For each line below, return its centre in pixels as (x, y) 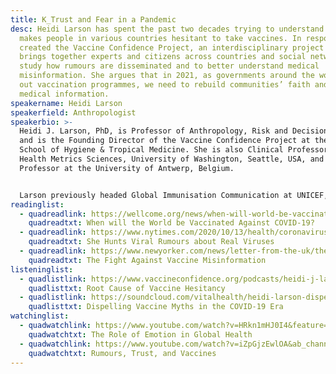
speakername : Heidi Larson (66, 103)
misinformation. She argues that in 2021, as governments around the (167, 76)
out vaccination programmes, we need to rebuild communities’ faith (165, 85)
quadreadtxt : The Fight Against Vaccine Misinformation (147, 260)
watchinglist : (40, 316)
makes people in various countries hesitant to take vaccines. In (160, 38)
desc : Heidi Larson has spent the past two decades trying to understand (167, 29)
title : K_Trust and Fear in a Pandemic (93, 19)
